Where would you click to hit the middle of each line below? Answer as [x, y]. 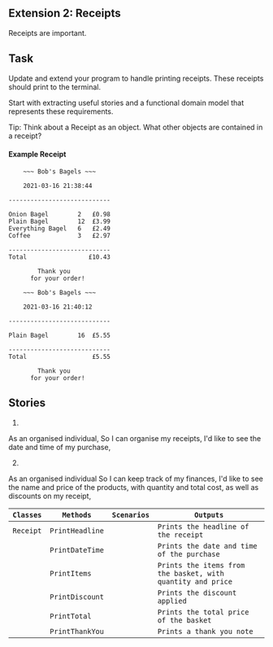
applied [172, 601]
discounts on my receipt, [50, 496]
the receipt [180, 535]
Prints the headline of [203, 527]
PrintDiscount [77, 597]
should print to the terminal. [55, 87]
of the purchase [189, 554]
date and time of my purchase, [60, 447]
